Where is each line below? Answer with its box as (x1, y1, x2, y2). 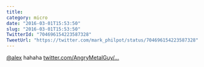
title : (6, 9, 23, 15)
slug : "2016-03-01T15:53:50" (6, 26, 81, 32)
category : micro (6, 15, 48, 21)
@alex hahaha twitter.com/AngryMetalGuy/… (6, 54, 119, 61)
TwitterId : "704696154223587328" (6, 32, 92, 38)
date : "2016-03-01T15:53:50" (6, 20, 81, 26)
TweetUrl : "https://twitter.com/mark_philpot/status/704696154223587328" (6, 37, 199, 43)
